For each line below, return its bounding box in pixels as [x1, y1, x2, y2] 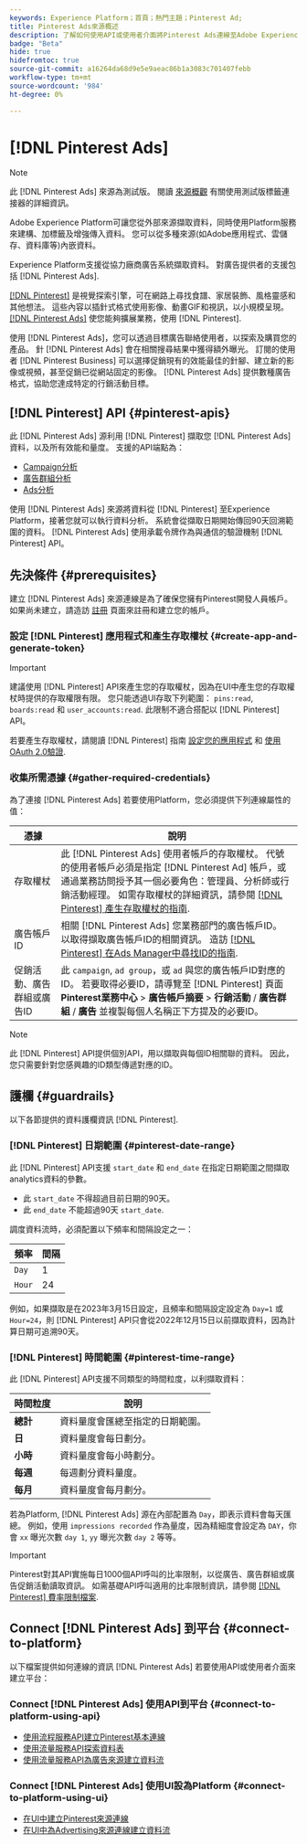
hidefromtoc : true [9, 56, 79, 65]
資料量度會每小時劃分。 [59, 1449, 162, 1462]
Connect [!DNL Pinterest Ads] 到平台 [9, 1621, 221, 1637]
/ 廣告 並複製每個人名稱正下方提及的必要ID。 [72, 1004, 264, 1017]
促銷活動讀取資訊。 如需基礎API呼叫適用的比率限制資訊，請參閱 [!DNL [16, 1580, 281, 1591]
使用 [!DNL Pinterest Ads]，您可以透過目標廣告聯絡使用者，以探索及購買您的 [9, 333, 297, 344]
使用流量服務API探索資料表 [22, 1743, 125, 1754]
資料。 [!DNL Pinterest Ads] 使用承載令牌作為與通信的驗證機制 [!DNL [25, 526, 283, 537]
